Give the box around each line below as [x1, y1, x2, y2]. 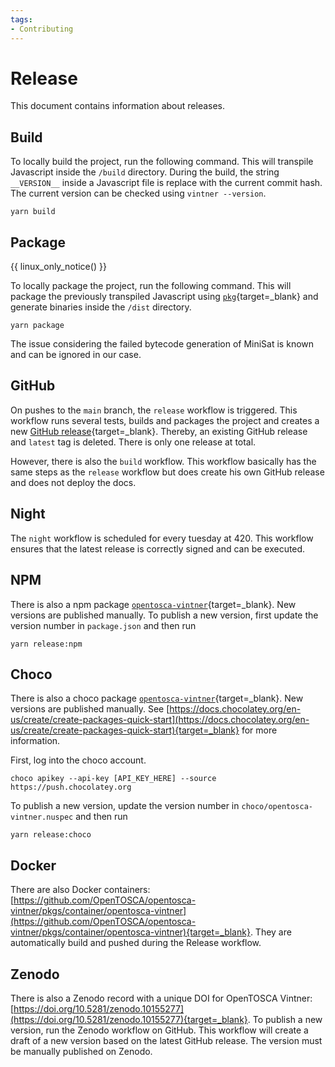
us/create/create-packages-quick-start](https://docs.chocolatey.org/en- [10, 714, 310, 726]
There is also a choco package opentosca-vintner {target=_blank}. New [10, 692, 304, 705]
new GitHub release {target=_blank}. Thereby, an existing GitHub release [10, 425, 308, 437]
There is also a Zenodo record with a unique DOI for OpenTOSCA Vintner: [10, 992, 313, 1004]
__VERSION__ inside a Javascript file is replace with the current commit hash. [10, 177, 323, 189]
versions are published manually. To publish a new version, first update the [10, 609, 319, 621]
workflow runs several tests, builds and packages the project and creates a [10, 414, 320, 426]
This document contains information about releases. [10, 100, 226, 112]
